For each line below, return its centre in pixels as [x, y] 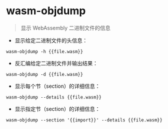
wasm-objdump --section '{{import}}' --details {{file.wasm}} [84, 120]
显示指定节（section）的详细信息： [57, 109]
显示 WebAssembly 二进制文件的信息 [65, 28]
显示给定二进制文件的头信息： [51, 40]
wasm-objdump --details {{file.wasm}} [54, 97]
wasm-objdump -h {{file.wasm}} [45, 51]
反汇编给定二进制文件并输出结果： [56, 63]
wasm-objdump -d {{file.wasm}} [45, 74]
